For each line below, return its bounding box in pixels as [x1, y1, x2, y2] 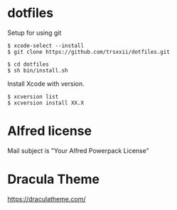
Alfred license [7, 123, 92, 139]
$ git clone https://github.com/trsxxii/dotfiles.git [7, 48, 171, 55]
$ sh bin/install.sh [7, 67, 69, 74]
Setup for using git [7, 28, 62, 37]
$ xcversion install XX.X [7, 99, 84, 106]
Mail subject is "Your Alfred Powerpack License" [7, 146, 149, 155]
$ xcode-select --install [7, 42, 84, 49]
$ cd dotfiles [7, 60, 50, 68]
